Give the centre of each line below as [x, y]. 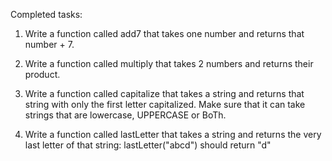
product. [42, 74]
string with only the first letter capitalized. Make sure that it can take [165, 104]
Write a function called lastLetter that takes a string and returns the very [173, 134]
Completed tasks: [46, 14]
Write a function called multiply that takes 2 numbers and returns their [169, 63]
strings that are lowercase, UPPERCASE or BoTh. [125, 115]
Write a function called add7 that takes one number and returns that [164, 33]
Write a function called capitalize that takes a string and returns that [164, 93]
